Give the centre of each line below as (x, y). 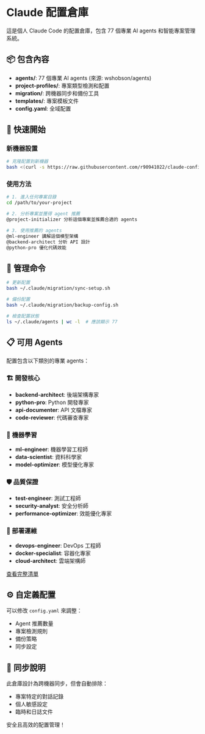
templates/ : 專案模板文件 (47, 101)
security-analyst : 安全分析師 (52, 506)
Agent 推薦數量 (34, 623)
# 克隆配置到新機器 (27, 162)
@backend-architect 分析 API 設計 (48, 242)
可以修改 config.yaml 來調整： (44, 611)
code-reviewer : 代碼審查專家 (52, 417)
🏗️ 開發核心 (23, 378)
